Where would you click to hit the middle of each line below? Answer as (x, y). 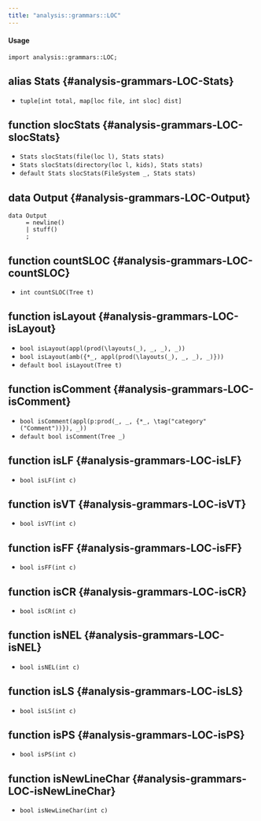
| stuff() (42, 230)
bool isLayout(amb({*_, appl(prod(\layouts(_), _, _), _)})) (122, 357)
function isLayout (52, 317)
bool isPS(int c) (48, 755)
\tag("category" (180, 421)
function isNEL (45, 636)
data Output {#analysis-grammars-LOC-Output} (129, 198)
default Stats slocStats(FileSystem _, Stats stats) (108, 174)
